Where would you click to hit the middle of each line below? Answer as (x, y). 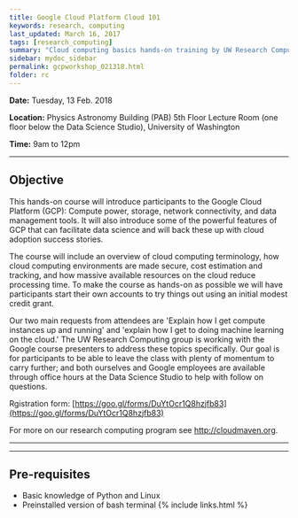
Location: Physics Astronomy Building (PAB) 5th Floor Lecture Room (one (144, 117)
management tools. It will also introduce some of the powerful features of (143, 220)
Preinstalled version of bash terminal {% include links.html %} (135, 505)
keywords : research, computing (67, 26)
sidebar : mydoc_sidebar (53, 58)
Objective (37, 180)
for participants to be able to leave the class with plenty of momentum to (142, 358)
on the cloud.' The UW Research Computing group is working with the (137, 339)
